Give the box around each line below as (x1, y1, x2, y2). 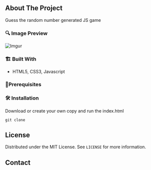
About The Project (5, 4, 63, 12)
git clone (5, 117, 26, 122)
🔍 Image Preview (5, 30, 48, 37)
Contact (5, 158, 31, 167)
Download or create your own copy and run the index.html (5, 108, 124, 113)
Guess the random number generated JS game (5, 17, 101, 23)
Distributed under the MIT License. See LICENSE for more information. (5, 144, 146, 150)
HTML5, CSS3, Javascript (12, 69, 65, 75)
